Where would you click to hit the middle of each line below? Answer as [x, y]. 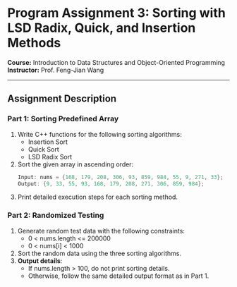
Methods [34, 43]
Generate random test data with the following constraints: [101, 231]
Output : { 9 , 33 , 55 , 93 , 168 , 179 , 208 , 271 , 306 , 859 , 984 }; [111, 184]
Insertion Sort [48, 142]
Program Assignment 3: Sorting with [116, 13]
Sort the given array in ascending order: [75, 164]
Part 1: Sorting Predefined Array [63, 119]
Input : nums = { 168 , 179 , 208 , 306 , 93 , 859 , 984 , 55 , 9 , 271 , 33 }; [120, 177]
